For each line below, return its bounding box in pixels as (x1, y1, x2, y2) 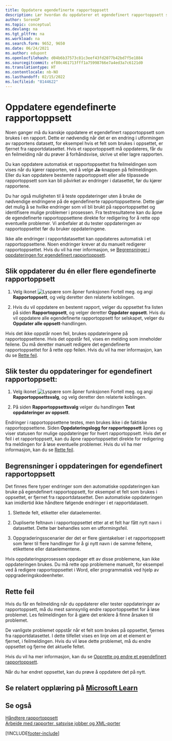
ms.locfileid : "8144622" (5, 79, 58, 84)
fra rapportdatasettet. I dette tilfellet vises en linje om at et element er (5, 633, 152, 639)
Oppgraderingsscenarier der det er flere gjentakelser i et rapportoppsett (12, 535, 165, 541)
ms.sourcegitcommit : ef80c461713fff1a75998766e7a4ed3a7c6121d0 (5, 60, 143, 65)
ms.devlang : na (5, 27, 38, 32)
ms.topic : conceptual (5, 22, 52, 27)
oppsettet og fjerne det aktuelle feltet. (5, 643, 85, 650)
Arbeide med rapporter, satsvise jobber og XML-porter (5, 720, 121, 727)
